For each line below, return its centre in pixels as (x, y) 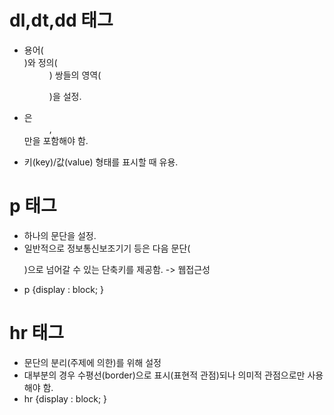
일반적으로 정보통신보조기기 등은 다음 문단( (107, 248)
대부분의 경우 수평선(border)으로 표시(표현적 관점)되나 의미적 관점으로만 (164, 375)
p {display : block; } (64, 289)
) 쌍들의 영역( (75, 75)
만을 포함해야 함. (56, 140)
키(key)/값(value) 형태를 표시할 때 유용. (101, 162)
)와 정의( (40, 62)
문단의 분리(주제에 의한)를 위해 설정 (92, 362)
